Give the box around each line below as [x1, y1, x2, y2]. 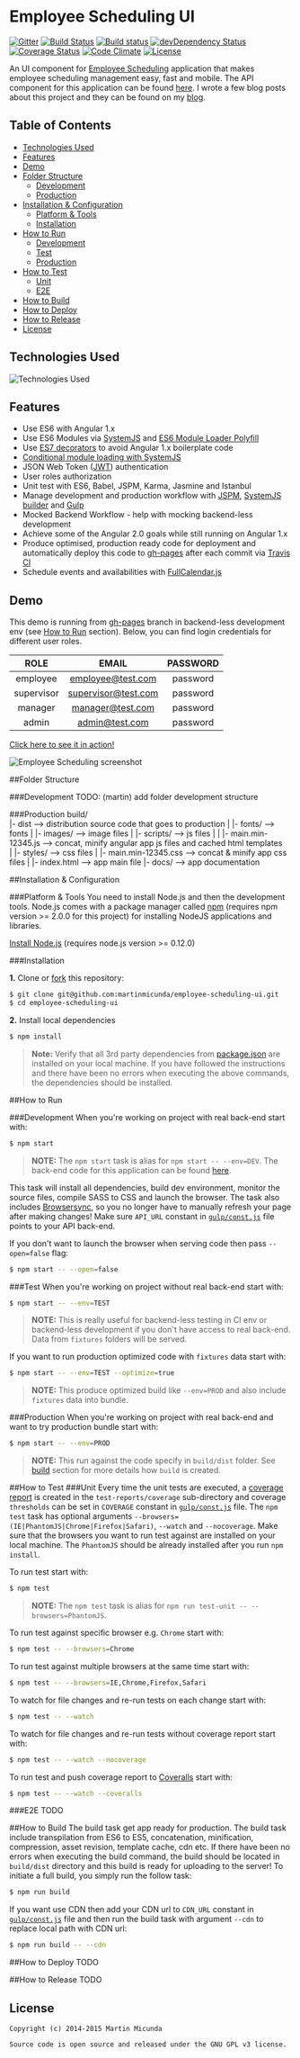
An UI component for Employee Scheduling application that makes [9, 63, 255, 74]
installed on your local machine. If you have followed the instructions [31, 1057, 286, 1068]
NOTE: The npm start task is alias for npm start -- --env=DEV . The [31, 1155, 278, 1166]
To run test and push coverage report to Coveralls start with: [9, 1771, 234, 1783]
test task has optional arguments [9, 1511, 133, 1522]
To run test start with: [9, 1567, 89, 1577]
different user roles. [9, 636, 83, 647]
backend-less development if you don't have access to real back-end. [31, 1325, 291, 1335]
